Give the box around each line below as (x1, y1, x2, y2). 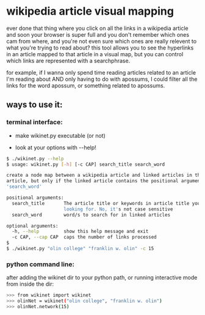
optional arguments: (6, 223, 59, 229)
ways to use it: (6, 100, 63, 110)
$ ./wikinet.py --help (6, 155, 64, 161)
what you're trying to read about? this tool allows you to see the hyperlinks (6, 44, 194, 51)
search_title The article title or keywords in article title (12, 200, 190, 206)
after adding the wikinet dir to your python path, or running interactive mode (6, 274, 198, 281)
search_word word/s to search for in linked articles (12, 212, 171, 218)
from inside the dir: (6, 280, 54, 288)
